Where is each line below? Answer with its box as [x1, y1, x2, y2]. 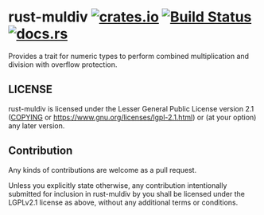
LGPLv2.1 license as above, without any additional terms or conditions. [8, 197, 239, 207]
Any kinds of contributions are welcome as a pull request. [8, 165, 197, 174]
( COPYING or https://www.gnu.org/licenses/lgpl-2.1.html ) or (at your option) [8, 112, 257, 122]
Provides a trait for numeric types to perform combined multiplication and [8, 51, 249, 61]
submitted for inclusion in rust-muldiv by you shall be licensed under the [8, 189, 245, 198]
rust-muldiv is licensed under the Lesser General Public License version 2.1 [8, 104, 254, 113]
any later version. [8, 120, 65, 131]
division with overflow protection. [8, 60, 118, 69]
